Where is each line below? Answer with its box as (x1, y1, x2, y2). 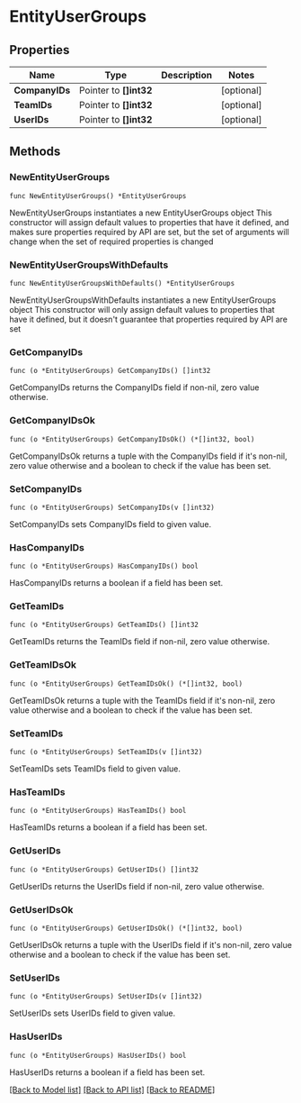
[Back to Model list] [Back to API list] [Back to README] (9, 1084, 216, 1095)
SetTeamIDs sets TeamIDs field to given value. (9, 763, 181, 774)
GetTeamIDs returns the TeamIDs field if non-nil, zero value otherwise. (9, 636, 270, 647)
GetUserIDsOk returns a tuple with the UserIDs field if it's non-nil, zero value (9, 939, 292, 950)
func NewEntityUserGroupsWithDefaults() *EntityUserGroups (9, 278, 235, 287)
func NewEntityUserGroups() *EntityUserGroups (9, 191, 187, 200)
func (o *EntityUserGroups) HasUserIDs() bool (9, 1051, 187, 1060)
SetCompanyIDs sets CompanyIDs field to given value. (9, 518, 212, 529)
